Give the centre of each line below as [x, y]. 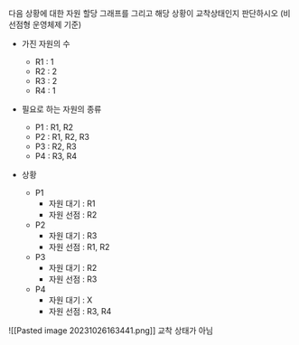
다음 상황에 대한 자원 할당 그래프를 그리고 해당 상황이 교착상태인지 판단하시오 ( [146, 13]
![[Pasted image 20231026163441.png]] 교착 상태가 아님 [111, 331]
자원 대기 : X [70, 300]
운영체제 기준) [57, 24]
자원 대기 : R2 [73, 268]
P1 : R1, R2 [54, 127]
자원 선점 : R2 [73, 214]
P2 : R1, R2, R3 [62, 137]
